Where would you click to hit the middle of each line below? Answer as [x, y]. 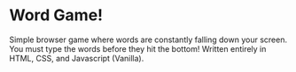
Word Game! [56, 15]
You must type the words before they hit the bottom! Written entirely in [138, 48]
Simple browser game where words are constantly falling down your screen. [148, 40]
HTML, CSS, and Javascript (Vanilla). [77, 58]
